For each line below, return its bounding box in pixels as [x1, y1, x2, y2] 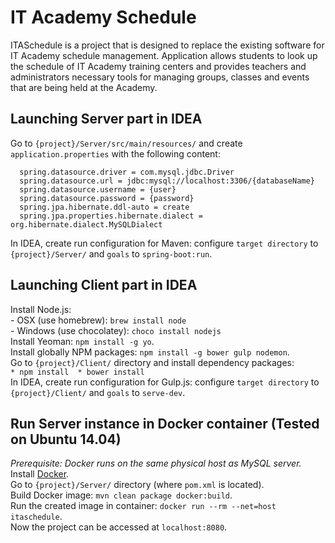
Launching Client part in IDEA [10, 277, 198, 294]
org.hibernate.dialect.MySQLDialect [10, 219, 163, 230]
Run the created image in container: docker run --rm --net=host [10, 500, 277, 512]
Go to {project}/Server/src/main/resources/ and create [10, 137, 243, 149]
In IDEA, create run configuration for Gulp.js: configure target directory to [10, 376, 320, 388]
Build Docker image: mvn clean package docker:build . [10, 489, 233, 501]
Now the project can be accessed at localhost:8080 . [10, 521, 228, 533]
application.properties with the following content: [10, 147, 221, 160]
